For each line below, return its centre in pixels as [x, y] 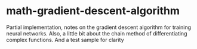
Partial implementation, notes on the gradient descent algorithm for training [98, 27]
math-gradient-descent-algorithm [93, 11]
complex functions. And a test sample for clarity [65, 40]
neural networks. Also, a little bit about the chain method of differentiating [97, 33]
